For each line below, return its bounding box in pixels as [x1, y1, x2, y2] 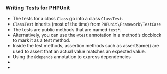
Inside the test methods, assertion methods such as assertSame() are [12, 43, 159, 49]
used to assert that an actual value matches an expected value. [12, 48, 146, 55]
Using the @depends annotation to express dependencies [12, 54, 131, 60]
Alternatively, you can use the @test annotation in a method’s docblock [12, 32, 162, 38]
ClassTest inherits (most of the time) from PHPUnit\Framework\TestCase [12, 21, 161, 27]
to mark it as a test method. [12, 37, 70, 43]
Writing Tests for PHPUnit [5, 4, 70, 11]
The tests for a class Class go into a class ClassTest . [12, 16, 124, 22]
